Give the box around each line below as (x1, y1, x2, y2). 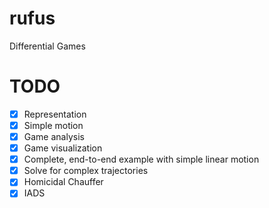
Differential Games (9, 40, 86, 52)
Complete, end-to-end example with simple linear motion (23, 153, 260, 166)
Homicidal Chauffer (23, 176, 104, 188)
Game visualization (23, 142, 103, 154)
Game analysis (23, 131, 85, 142)
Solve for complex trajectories (23, 165, 149, 177)
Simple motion (23, 119, 84, 131)
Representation (23, 108, 87, 120)
